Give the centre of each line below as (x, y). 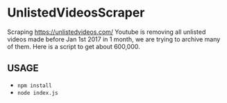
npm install (34, 85)
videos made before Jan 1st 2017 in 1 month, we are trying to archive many (114, 39)
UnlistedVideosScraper (76, 13)
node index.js (37, 93)
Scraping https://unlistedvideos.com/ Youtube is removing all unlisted (107, 32)
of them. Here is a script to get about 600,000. (74, 46)
